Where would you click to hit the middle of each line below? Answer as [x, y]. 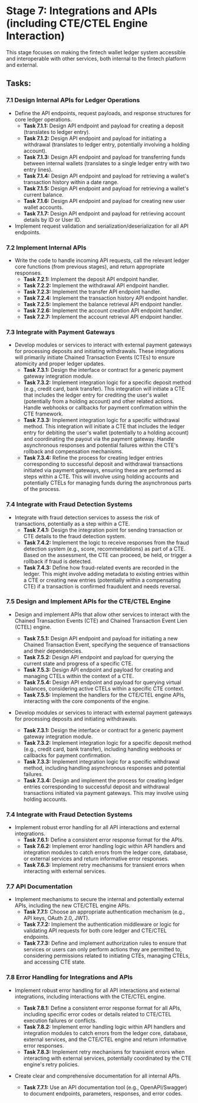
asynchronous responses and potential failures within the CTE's [101, 445]
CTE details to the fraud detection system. [75, 536]
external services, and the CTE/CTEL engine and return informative [105, 1039]
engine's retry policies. [51, 1064]
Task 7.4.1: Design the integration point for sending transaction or [103, 530]
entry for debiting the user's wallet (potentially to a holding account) [106, 433]
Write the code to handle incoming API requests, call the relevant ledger [102, 260]
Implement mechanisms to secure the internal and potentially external [99, 899]
